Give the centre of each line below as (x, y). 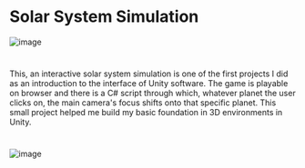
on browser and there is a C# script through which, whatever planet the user (152, 94)
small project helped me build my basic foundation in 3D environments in (146, 113)
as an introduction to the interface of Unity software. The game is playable (149, 84)
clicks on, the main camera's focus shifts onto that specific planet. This (143, 103)
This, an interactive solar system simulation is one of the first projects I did (149, 74)
